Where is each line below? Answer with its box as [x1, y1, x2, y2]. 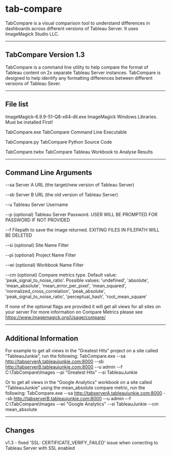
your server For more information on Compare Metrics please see [5, 309, 143, 315]
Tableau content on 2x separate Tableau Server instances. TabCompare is [5, 70, 161, 76]
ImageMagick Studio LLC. [5, 31, 60, 37]
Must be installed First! [5, 119, 53, 125]
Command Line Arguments [5, 168, 93, 177]
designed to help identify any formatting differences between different [5, 75, 153, 81]
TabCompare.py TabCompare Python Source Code [5, 139, 112, 145]
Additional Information [5, 334, 78, 343]
